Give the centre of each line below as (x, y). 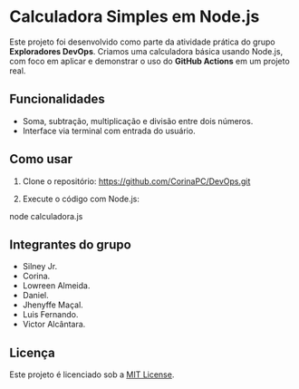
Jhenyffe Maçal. (53, 305)
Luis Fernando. (50, 315)
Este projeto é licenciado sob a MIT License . (92, 374)
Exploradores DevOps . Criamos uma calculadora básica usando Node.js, (146, 51)
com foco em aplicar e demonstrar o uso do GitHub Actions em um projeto (149, 61)
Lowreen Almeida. (56, 286)
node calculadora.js (46, 216)
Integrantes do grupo (70, 244)
